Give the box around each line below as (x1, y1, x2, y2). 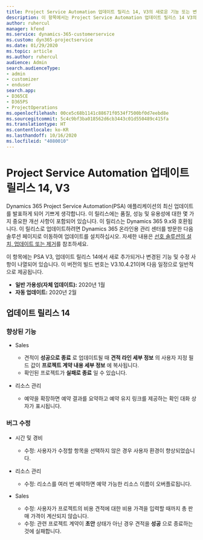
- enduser (6, 82, 31, 88)
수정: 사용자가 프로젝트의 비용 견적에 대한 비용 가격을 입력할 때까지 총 (24, 504, 187, 512)
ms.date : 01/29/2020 (6, 43, 59, 49)
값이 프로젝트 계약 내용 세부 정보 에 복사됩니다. (30, 362, 140, 369)
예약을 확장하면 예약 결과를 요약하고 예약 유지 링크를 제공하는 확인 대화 (24, 395, 190, 402)
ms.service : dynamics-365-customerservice (6, 31, 115, 37)
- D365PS (6, 99, 28, 105)
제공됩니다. (17, 268, 44, 275)
